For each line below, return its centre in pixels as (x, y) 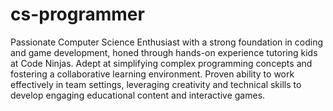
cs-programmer (77, 14)
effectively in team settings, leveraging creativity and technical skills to (156, 84)
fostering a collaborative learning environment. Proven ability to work (152, 74)
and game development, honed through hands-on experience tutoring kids (164, 52)
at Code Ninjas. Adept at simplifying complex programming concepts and (161, 63)
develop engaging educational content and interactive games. (138, 95)
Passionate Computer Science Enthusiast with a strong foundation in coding (167, 42)
